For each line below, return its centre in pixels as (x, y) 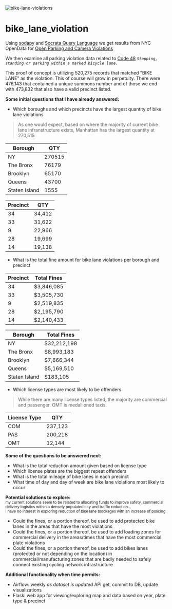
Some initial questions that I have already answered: (62, 99)
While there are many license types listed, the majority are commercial (92, 399)
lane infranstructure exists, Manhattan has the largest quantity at (86, 130)
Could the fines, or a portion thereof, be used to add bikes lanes (80, 548)
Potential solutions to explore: (38, 497)
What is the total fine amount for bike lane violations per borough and (86, 260)
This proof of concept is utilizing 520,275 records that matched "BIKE (79, 72)
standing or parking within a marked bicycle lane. (62, 63)
